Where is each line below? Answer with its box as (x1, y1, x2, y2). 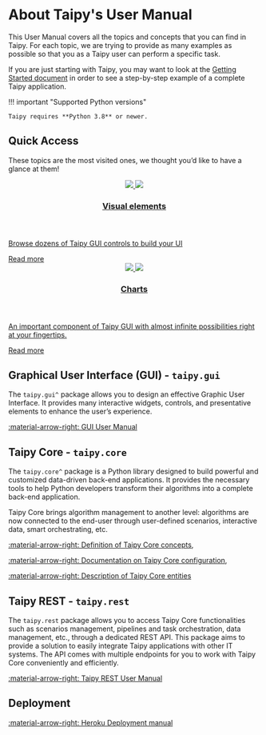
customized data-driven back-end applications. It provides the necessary (8, 475, 250, 485)
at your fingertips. (8, 330, 67, 339)
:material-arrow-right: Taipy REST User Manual (8, 673, 163, 683)
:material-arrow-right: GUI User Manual (8, 422, 137, 432)
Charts (121, 283, 148, 294)
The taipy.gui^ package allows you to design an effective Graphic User (8, 389, 245, 399)
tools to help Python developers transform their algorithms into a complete (8, 484, 253, 493)
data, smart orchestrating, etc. (8, 525, 108, 534)
